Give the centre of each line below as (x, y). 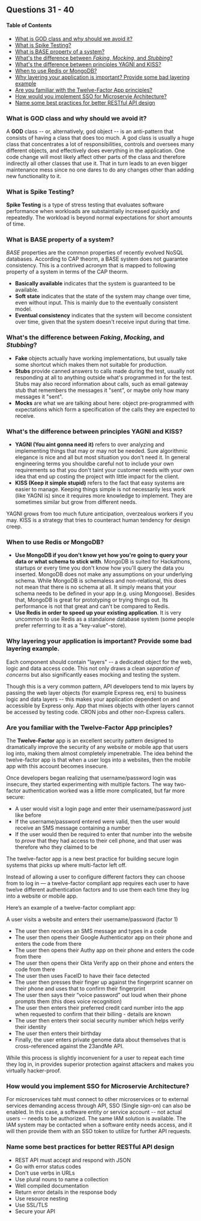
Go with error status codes (48, 1166)
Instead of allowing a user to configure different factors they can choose (96, 877)
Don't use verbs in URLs (45, 1173)
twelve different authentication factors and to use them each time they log (98, 889)
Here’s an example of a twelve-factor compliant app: (71, 907)
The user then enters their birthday (58, 1033)
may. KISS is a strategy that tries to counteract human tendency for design (98, 520)
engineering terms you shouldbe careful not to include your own (94, 464)
